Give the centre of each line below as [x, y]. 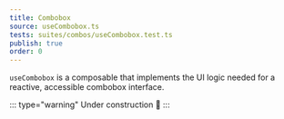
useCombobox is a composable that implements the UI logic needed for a [142, 77]
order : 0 [26, 52]
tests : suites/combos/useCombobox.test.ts [91, 35]
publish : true [36, 43]
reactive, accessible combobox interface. [87, 87]
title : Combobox [40, 18]
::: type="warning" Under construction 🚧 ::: [90, 104]
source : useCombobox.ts [55, 26]
